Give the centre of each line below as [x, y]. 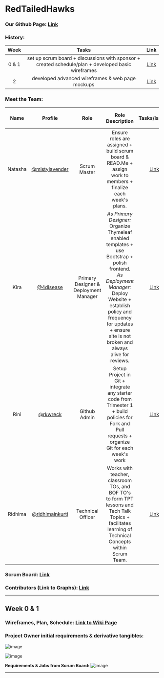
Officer [87, 517]
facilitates [120, 523]
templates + [120, 244]
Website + [120, 299]
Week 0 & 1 [22, 609]
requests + [120, 435]
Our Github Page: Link [32, 24]
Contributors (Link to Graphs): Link [47, 588]
